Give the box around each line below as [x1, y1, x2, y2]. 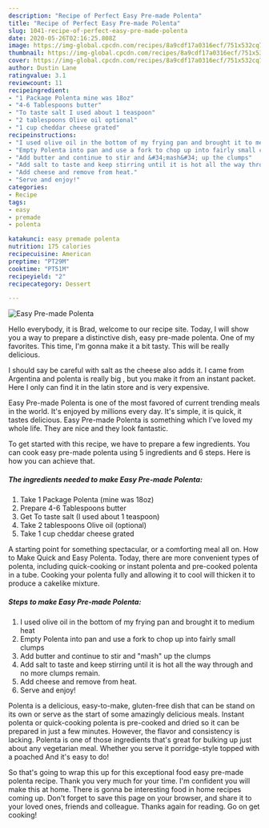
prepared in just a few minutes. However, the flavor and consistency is [8, 727, 240, 737]
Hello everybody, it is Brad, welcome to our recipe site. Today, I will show [8, 324, 250, 334]
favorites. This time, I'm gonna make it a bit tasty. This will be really [8, 342, 230, 351]
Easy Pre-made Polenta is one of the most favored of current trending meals [8, 398, 260, 408]
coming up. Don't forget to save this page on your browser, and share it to [8, 793, 252, 803]
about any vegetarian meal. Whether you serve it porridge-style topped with [8, 744, 260, 753]
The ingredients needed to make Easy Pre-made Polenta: [8, 474, 203, 484]
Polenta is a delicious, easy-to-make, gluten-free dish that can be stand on [8, 701, 255, 711]
